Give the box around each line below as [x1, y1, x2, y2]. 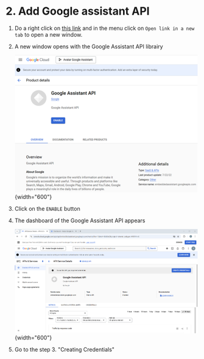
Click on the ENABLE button [14, 205, 80, 212]
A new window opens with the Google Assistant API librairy [14, 43, 163, 50]
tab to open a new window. [14, 31, 83, 38]
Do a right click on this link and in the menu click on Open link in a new [14, 24, 195, 32]
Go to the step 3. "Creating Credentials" [14, 346, 115, 353]
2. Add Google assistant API [5, 4, 150, 18]
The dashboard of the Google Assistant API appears [14, 217, 146, 224]
